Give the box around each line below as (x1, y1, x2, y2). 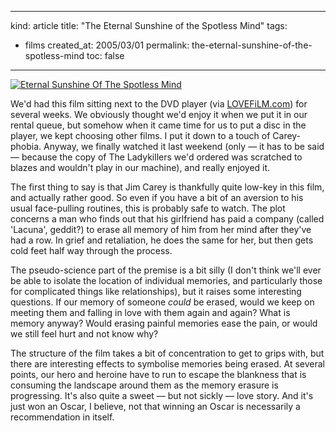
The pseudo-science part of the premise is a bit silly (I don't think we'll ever (10, 264, 322, 276)
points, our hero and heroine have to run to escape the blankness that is (10, 369, 307, 380)
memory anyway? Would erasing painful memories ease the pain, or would (10, 317, 318, 329)
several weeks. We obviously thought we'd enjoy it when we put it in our (10, 109, 308, 120)
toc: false (86, 50, 125, 61)
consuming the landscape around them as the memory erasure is (10, 379, 279, 391)
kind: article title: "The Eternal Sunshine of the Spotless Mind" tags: (10, 20, 288, 31)
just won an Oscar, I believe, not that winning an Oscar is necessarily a (10, 401, 301, 412)
